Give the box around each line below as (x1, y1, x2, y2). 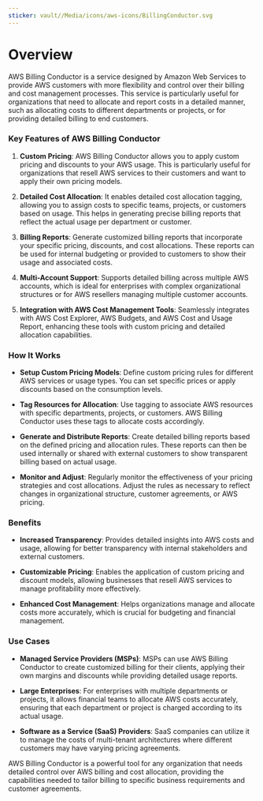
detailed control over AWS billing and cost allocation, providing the (8, 767, 224, 777)
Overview (8, 45, 73, 63)
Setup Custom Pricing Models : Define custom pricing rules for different (19, 368, 254, 378)
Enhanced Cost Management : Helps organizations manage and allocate (19, 600, 255, 609)
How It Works (8, 349, 61, 360)
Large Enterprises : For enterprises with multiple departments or (19, 686, 228, 695)
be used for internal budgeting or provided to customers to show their (19, 249, 246, 258)
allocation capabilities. (19, 329, 93, 340)
